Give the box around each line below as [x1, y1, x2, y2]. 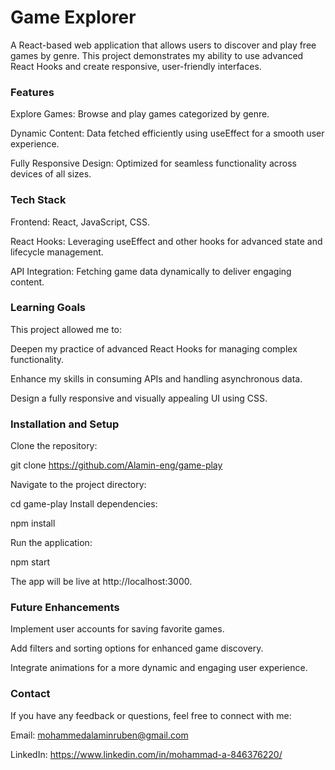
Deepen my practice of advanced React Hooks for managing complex [10, 342, 298, 355]
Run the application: [10, 537, 93, 549]
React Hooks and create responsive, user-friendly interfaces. [10, 60, 262, 72]
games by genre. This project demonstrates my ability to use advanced [10, 49, 304, 61]
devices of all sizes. [10, 168, 92, 180]
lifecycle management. [10, 246, 104, 258]
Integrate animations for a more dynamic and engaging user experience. [10, 662, 308, 674]
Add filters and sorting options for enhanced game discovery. [10, 642, 264, 655]
